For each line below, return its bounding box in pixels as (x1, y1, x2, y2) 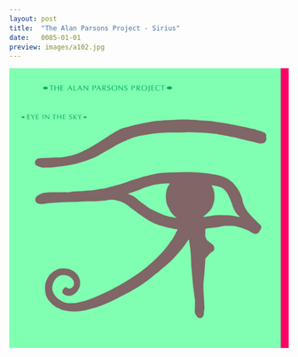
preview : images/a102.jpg (9, 43, 105, 52)
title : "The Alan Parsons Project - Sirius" (9, 23, 180, 33)
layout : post (9, 14, 58, 23)
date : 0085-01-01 (9, 33, 82, 42)
